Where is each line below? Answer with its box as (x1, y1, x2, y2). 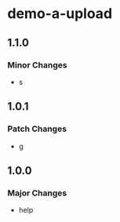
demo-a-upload (7, 5, 113, 23)
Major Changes (7, 187, 67, 198)
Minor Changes (7, 60, 67, 71)
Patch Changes (7, 123, 67, 134)
